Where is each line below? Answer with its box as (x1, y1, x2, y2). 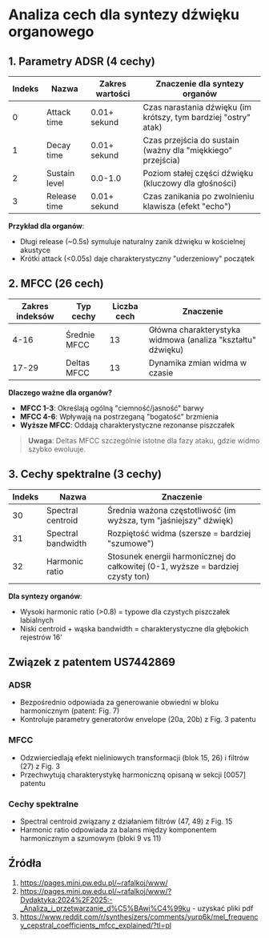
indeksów (15, 311, 54, 322)
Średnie (65, 329, 95, 340)
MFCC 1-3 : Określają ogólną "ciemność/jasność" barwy (19, 403, 204, 413)
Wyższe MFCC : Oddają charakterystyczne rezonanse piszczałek (19, 420, 235, 430)
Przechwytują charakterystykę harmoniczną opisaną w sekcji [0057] (19, 770, 247, 780)
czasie (148, 367, 174, 378)
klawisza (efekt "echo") (143, 201, 231, 211)
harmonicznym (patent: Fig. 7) (19, 706, 120, 716)
